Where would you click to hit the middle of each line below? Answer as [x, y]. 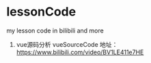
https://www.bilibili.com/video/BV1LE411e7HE [80, 52]
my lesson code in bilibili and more [55, 30]
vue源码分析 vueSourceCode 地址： [67, 44]
